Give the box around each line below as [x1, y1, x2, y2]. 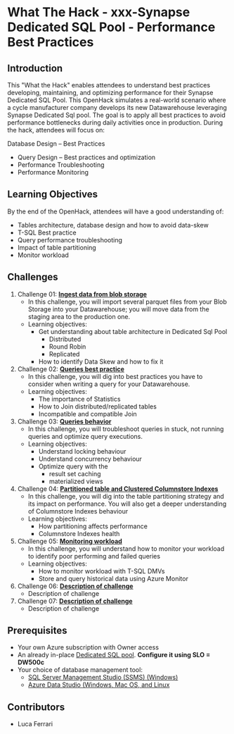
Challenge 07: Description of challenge [17, 597, 133, 605]
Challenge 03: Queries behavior [17, 417, 112, 425]
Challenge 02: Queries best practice [17, 364, 125, 373]
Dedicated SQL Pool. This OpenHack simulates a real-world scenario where [7, 96, 226, 104]
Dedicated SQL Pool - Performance [7, 19, 216, 35]
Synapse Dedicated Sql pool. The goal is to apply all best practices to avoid [7, 111, 226, 119]
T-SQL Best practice [17, 228, 77, 237]
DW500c [17, 658, 44, 666]
